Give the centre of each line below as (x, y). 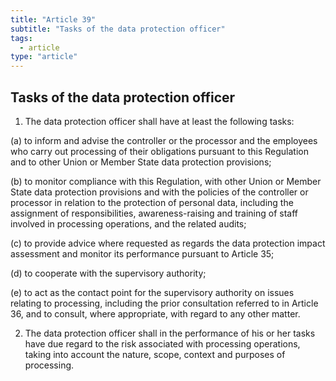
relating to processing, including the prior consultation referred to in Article (164, 303)
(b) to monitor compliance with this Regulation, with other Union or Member (166, 181)
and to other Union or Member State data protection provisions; (141, 162)
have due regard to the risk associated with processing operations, (162, 343)
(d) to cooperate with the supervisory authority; (108, 273)
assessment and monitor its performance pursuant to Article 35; (142, 253)
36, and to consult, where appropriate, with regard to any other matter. (155, 313)
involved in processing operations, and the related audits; (128, 223)
